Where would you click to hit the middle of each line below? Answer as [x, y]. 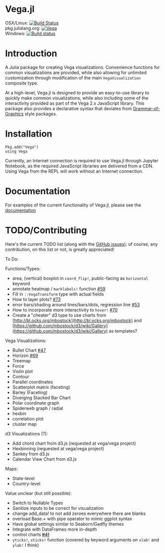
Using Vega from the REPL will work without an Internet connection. [74, 171]
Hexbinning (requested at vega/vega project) [58, 448]
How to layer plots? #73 [36, 299]
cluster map [25, 424]
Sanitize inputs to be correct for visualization [58, 508]
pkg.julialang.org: [23, 28]
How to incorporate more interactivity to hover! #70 [65, 310]
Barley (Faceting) [30, 392]
